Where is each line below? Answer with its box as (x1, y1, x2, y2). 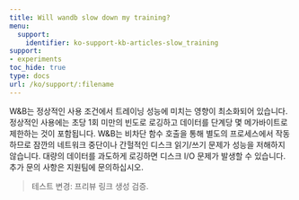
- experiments (9, 55, 63, 64)
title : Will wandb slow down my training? (9, 13, 171, 22)
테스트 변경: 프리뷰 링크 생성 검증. (31, 180, 149, 191)
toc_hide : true (9, 64, 66, 73)
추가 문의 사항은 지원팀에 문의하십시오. (9, 161, 144, 172)
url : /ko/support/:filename (9, 80, 115, 89)
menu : (9, 22, 30, 30)
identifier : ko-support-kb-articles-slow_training (25, 38, 219, 48)
